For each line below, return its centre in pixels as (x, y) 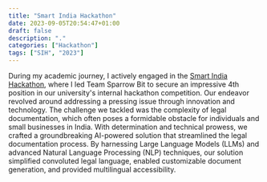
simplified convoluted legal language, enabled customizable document (125, 161)
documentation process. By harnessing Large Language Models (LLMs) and (134, 144)
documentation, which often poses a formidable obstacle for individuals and (134, 118)
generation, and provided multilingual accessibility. (92, 170)
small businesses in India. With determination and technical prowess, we (128, 127)
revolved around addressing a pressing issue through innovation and (121, 101)
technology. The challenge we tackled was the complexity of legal (117, 110)
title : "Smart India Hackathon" (62, 16)
